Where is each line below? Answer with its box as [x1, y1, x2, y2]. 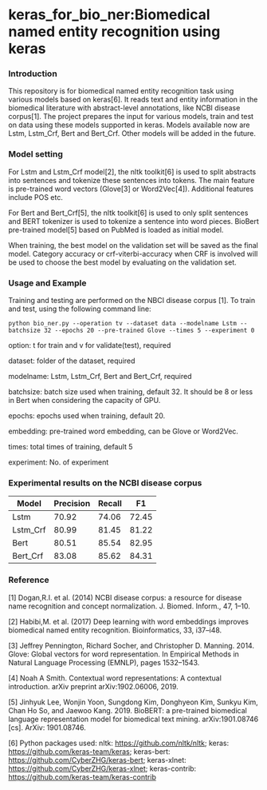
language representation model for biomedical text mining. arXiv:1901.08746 [8, 714, 259, 724]
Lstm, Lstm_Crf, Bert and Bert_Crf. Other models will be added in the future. [8, 129, 257, 138]
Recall [98, 498, 122, 509]
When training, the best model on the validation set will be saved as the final [8, 240, 259, 249]
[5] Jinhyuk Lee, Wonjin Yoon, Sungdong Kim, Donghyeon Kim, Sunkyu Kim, [8, 697, 259, 707]
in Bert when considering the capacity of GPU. [8, 396, 161, 405]
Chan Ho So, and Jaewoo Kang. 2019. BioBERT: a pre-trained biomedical [8, 705, 247, 715]
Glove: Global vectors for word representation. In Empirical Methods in [8, 649, 239, 659]
